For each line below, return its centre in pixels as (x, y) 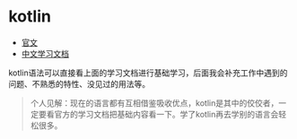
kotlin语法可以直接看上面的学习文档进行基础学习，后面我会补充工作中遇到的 (148, 73)
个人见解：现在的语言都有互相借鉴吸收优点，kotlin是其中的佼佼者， (154, 103)
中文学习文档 (45, 53)
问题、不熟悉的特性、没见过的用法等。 (79, 83)
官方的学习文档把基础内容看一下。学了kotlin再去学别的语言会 (166, 114)
